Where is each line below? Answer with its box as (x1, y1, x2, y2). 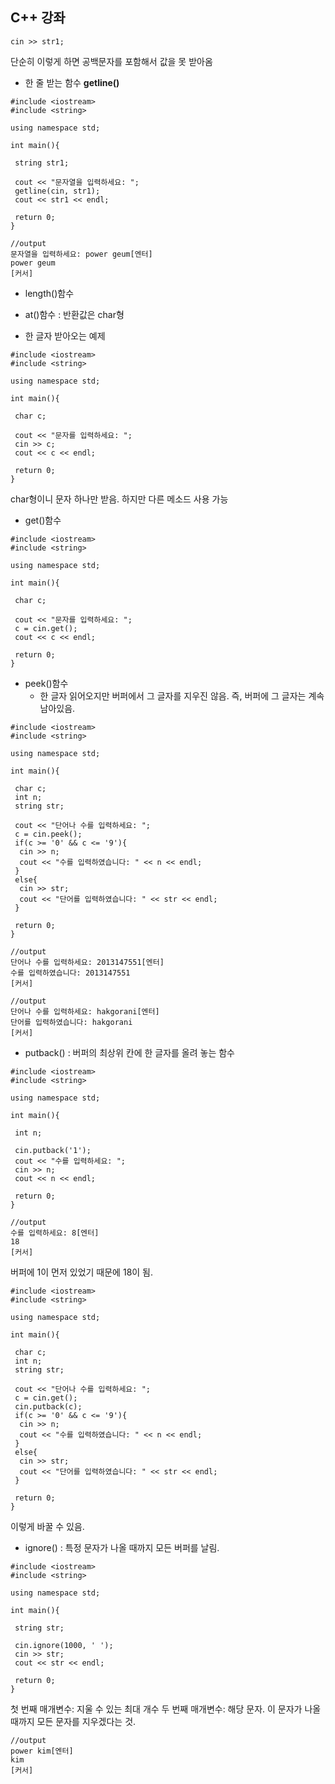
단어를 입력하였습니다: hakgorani (10, 1017, 133, 1027)
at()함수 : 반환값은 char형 (24, 308, 125, 320)
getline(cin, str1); (14, 186, 101, 196)
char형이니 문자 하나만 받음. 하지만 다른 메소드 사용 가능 (10, 493, 229, 505)
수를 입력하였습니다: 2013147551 (10, 968, 131, 978)
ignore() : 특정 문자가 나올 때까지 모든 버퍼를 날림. (24, 1541, 220, 1553)
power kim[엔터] (10, 1746, 74, 1756)
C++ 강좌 (10, 9, 66, 27)
